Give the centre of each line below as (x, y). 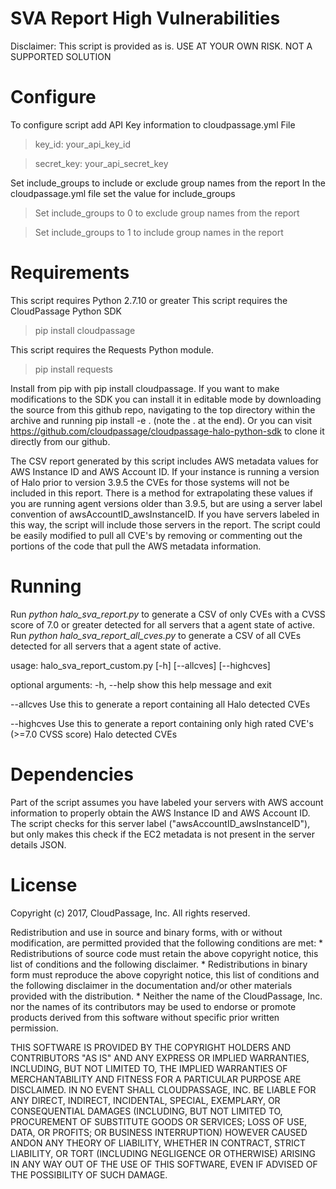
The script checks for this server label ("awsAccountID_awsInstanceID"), (160, 823)
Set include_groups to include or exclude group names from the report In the (168, 183)
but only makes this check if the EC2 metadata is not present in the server (162, 834)
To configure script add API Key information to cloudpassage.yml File (153, 124)
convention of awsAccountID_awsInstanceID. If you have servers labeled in (165, 514)
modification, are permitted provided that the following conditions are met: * (167, 943)
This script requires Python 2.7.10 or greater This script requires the (149, 300)
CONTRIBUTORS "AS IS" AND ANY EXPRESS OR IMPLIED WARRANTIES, (160, 1058)
